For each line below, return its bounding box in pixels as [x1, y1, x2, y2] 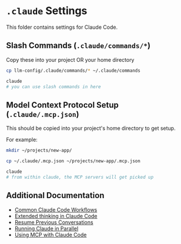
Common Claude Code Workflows [14, 206, 98, 213]
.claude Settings [6, 4, 88, 18]
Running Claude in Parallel [14, 225, 79, 232]
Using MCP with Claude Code [14, 231, 87, 238]
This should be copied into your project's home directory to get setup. [6, 125, 176, 132]
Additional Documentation [6, 190, 105, 200]
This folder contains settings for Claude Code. [6, 24, 118, 31]
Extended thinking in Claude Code [14, 212, 98, 219]
